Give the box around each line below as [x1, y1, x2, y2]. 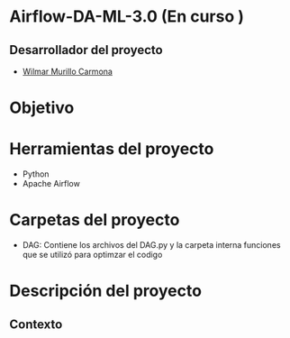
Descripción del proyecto [9, 281, 203, 301]
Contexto [9, 316, 63, 332]
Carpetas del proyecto [9, 210, 180, 231]
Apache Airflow [22, 178, 81, 189]
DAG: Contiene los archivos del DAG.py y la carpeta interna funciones [22, 240, 281, 251]
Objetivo [9, 97, 75, 118]
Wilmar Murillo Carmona [22, 66, 113, 77]
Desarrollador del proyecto [9, 42, 164, 58]
